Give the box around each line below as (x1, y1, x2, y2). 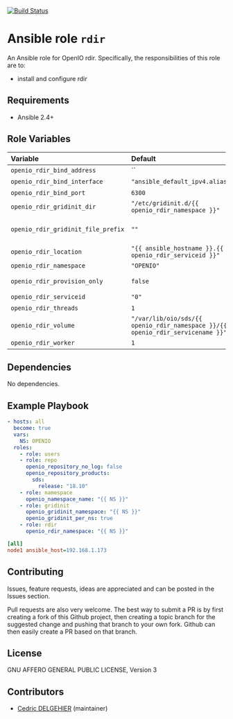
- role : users (19, 451, 60, 458)
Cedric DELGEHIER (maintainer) (17, 704, 108, 713)
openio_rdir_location (10, 248, 82, 256)
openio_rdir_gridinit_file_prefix (10, 225, 125, 233)
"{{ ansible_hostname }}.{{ (130, 244, 224, 252)
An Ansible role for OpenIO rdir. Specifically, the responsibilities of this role (7, 53, 221, 62)
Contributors (7, 686, 64, 698)
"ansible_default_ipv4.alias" (130, 177, 231, 185)
